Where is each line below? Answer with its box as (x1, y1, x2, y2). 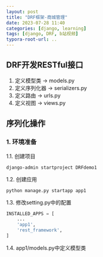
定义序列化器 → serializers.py (14, 84, 88, 91)
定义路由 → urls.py (14, 92, 61, 99)
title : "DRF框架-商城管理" (6, 14, 68, 20)
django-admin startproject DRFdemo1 (6, 165, 97, 171)
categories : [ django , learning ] (6, 25, 86, 32)
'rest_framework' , (17, 227, 63, 233)
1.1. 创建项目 (6, 153, 36, 160)
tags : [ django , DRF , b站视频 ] (6, 31, 79, 37)
